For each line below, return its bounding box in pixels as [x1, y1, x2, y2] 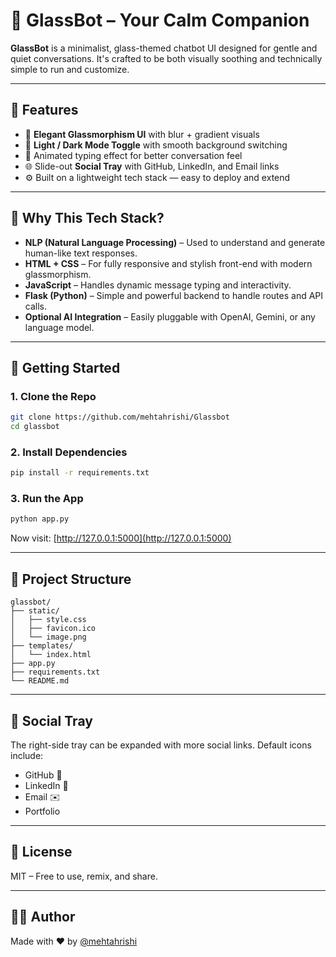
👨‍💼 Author [10, 909, 76, 926]
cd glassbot [10, 422, 60, 432]
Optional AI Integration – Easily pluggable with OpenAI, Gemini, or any [24, 310, 316, 323]
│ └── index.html [10, 650, 92, 660]
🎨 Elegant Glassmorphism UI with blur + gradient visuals [24, 128, 260, 140]
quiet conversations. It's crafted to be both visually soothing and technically [10, 52, 323, 64]
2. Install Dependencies [10, 445, 128, 459]
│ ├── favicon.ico [10, 624, 97, 634]
